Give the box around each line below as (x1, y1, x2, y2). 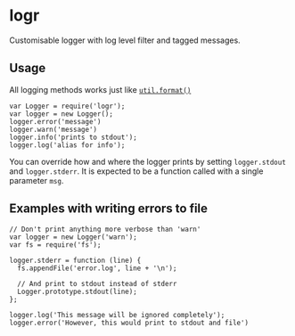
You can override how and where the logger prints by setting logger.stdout (9, 156, 287, 167)
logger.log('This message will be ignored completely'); (9, 310, 225, 319)
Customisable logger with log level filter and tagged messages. (9, 35, 241, 45)
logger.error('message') (9, 117, 102, 126)
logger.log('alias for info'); (9, 140, 126, 150)
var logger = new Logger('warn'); (9, 233, 138, 242)
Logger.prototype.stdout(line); (17, 287, 138, 296)
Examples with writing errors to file (9, 201, 208, 217)
